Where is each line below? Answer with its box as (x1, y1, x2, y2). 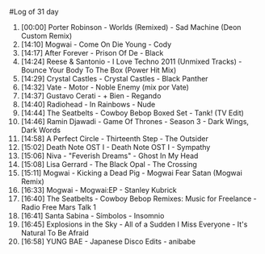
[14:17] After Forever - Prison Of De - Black (20, 48, 164, 57)
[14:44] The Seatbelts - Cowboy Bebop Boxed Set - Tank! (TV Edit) (20, 108, 245, 118)
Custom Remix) (20, 31, 73, 40)
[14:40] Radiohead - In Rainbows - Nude (20, 100, 156, 109)
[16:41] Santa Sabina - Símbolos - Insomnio (20, 211, 165, 220)
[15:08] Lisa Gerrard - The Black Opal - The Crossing (20, 160, 197, 169)
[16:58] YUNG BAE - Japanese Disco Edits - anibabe (20, 237, 196, 246)
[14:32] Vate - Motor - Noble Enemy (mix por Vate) (20, 82, 189, 92)
